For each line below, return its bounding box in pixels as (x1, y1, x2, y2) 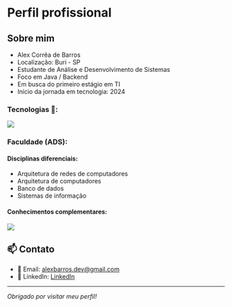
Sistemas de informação (17, 192, 87, 200)
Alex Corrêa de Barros (17, 50, 81, 59)
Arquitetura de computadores (17, 177, 101, 185)
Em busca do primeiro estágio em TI (17, 80, 121, 88)
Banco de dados (17, 185, 64, 193)
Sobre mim (7, 32, 55, 44)
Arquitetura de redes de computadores (17, 169, 128, 178)
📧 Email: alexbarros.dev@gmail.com (17, 265, 119, 274)
